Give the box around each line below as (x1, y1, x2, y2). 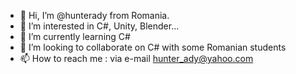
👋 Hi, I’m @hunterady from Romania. (19, 10, 170, 21)
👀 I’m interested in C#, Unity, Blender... (19, 20, 180, 32)
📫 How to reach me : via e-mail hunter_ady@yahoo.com (19, 53, 254, 64)
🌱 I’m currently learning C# (19, 31, 131, 42)
